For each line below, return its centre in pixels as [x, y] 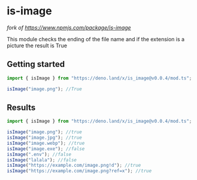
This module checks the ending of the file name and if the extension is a [96, 39]
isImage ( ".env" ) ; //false [39, 154]
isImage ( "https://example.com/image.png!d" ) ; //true [74, 166]
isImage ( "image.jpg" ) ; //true [45, 138]
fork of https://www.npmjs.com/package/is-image [69, 28]
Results [21, 107]
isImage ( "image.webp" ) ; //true [46, 143]
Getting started [36, 64]
